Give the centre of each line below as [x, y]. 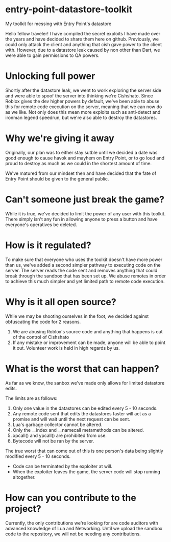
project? [23, 508]
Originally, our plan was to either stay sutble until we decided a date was [81, 152]
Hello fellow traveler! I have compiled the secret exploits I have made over [83, 33]
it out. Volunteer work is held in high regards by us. [66, 348]
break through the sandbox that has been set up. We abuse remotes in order [86, 276]
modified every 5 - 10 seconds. [38, 456]
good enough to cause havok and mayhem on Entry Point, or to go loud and [85, 158]
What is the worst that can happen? [82, 368]
